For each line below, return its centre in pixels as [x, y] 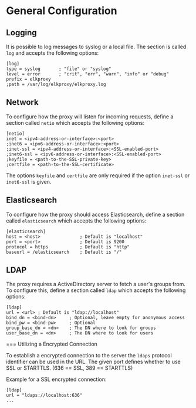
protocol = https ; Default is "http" [68, 247]
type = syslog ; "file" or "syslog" [59, 69]
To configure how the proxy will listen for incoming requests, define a [90, 117]
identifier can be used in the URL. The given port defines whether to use [93, 362]
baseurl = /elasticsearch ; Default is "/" [64, 252]
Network [23, 102]
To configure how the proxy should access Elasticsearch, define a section [95, 214]
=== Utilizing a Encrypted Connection [52, 344]
